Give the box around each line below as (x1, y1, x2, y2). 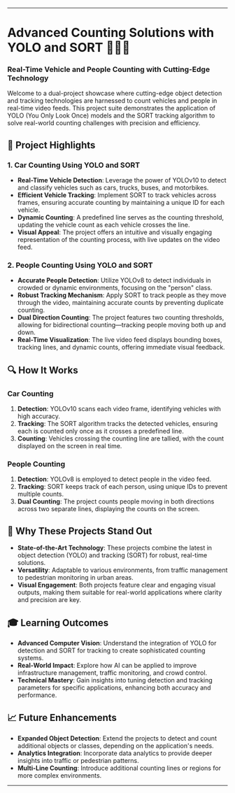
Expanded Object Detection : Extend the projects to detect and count (17, 734, 217, 742)
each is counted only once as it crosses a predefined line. (17, 427, 184, 436)
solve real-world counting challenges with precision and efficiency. (7, 119, 201, 127)
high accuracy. (17, 412, 61, 420)
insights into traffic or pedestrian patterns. (17, 756, 140, 764)
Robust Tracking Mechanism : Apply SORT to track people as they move (17, 291, 227, 299)
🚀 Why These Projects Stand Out (7, 525, 152, 537)
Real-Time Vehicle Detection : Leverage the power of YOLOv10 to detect (17, 176, 227, 185)
